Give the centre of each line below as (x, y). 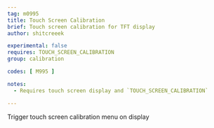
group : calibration (36, 59)
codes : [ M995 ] (31, 71)
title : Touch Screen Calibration (56, 20)
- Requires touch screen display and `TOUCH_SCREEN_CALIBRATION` (111, 91)
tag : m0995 (23, 14)
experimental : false (38, 46)
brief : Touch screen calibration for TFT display (81, 27)
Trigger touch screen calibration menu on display (78, 117)
